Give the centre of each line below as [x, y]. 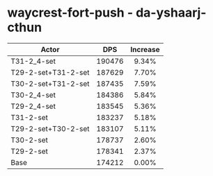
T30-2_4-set [33, 95]
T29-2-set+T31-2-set [50, 72]
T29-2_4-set [33, 106]
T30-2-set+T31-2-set [50, 83]
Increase [145, 49]
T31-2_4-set [33, 61]
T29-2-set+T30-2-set [50, 128]
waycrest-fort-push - [70, 13]
